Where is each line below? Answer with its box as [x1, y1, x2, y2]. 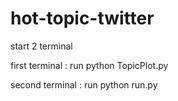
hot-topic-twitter [10, 7, 155, 30]
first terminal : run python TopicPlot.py [10, 59, 169, 71]
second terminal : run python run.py [10, 78, 158, 91]
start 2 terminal [10, 40, 73, 52]
